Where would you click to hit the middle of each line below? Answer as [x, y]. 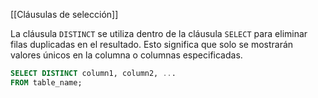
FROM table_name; [46, 82]
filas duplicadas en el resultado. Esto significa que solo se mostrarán [152, 44]
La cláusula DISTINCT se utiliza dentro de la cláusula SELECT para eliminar [159, 33]
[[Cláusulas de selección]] [64, 14]
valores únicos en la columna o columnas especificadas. [126, 55]
